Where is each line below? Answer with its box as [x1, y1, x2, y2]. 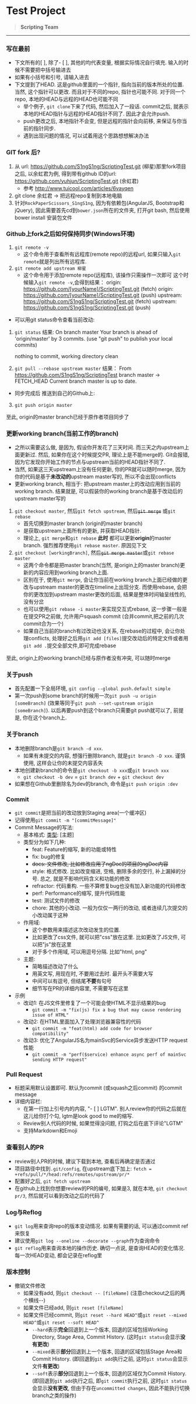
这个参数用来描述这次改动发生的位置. [32, 926, 121, 933]
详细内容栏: [14, 1098, 42, 1105]
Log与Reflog [6, 1208, 42, 1216]
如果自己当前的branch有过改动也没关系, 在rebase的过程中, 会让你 [23, 627, 181, 634]
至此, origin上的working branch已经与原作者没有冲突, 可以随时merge [6, 654, 171, 662]
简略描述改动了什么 [32, 963, 79, 970]
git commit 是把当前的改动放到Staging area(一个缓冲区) [14, 809, 147, 816]
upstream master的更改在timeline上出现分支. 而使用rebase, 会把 [33, 583, 188, 591]
